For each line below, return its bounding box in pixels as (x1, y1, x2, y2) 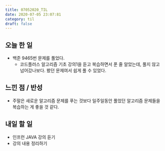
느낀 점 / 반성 (5, 83, 43, 92)
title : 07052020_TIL (5, 7, 48, 12)
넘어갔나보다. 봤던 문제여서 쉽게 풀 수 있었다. (19, 68, 107, 74)
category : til (5, 16, 35, 21)
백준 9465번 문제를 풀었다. (12, 55, 65, 61)
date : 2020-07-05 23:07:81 (5, 12, 61, 17)
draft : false (5, 21, 32, 26)
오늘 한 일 (5, 41, 33, 49)
